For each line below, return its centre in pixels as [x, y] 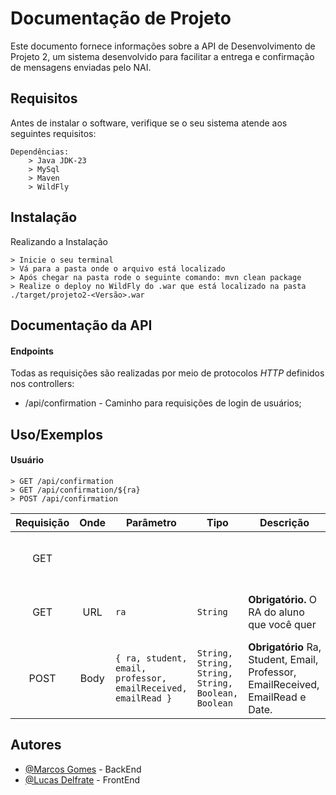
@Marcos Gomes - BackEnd [83, 769]
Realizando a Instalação [59, 241]
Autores [36, 745]
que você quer [282, 624]
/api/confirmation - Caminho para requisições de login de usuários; [163, 403]
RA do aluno [276, 612]
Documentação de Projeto [121, 18]
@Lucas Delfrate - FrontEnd [82, 779]
